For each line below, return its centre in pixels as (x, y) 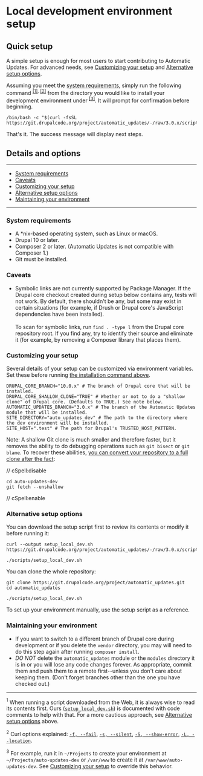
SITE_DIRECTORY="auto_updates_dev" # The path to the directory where (97, 418)
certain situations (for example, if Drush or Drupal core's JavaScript (99, 307)
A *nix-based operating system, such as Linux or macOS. (86, 233)
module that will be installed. (47, 412)
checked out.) (32, 683)
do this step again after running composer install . (77, 651)
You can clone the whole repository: (51, 572)
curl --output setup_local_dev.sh (50, 545)
